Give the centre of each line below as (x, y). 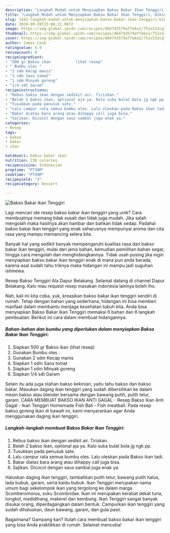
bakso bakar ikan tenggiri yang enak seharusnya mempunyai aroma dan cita (85, 229)
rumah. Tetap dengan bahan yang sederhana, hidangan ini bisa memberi (81, 301)
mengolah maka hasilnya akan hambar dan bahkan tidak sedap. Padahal (80, 223)
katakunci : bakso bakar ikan (36, 156)
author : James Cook (26, 43)
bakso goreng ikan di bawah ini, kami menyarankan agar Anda (70, 411)
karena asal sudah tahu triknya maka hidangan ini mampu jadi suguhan (79, 265)
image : (12, 29)
